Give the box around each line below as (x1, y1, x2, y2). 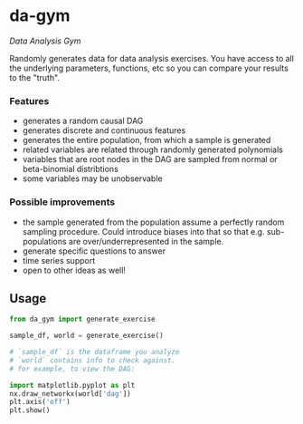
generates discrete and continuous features (22, 125, 186, 136)
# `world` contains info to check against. (9, 355, 176, 365)
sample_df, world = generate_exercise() (9, 332, 165, 341)
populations (22, 236, 67, 246)
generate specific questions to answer (22, 246, 166, 256)
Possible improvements (9, 196, 116, 208)
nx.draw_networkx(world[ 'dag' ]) (9, 389, 131, 399)
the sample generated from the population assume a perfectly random (22, 217, 285, 227)
